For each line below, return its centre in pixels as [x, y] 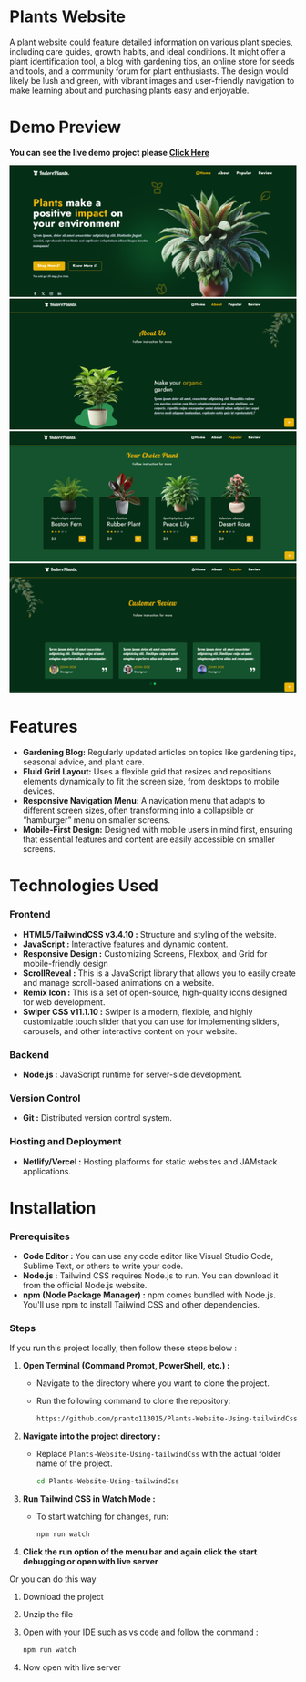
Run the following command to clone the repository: [133, 1401]
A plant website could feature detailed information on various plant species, [151, 42]
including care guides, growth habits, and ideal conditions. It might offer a [148, 51]
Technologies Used [84, 886]
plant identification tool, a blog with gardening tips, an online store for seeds [152, 61]
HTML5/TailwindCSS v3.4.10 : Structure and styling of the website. [149, 934]
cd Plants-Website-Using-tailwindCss [108, 1482]
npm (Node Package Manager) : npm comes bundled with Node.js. [149, 1295]
